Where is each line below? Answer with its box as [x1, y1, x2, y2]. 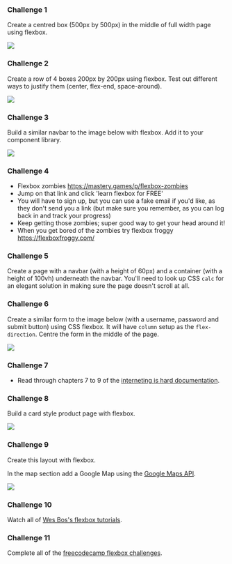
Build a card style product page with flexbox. [7, 409, 135, 418]
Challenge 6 [7, 299, 49, 309]
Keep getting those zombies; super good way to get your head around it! [17, 219, 226, 227]
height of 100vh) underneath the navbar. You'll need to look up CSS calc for [7, 274, 224, 283]
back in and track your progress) [17, 211, 111, 220]
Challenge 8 [7, 394, 49, 403]
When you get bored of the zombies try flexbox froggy [17, 227, 174, 235]
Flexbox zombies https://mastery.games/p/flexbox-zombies [17, 182, 189, 190]
